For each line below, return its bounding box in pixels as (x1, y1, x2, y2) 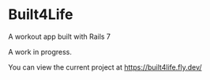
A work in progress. (8, 47, 73, 56)
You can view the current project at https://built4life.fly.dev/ (8, 62, 203, 72)
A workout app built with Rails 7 (8, 32, 111, 41)
